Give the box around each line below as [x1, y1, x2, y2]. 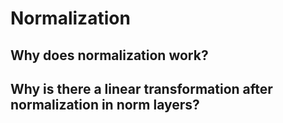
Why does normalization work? [10, 47, 209, 64]
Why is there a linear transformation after [10, 80, 273, 97]
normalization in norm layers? [10, 96, 200, 113]
